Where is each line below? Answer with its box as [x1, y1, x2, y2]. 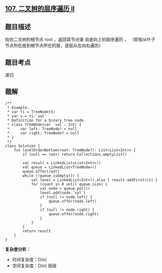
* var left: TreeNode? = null [7, 126, 77, 131]
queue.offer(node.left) [48, 199, 97, 203]
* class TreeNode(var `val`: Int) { [7, 122, 82, 127]
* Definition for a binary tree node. [7, 118, 86, 123]
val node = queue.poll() [39, 186, 90, 191]
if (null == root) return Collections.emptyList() [22, 152, 127, 157]
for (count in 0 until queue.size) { [31, 182, 108, 186]
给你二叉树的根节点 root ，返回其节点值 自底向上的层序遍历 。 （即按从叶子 [5, 36, 156, 42]
